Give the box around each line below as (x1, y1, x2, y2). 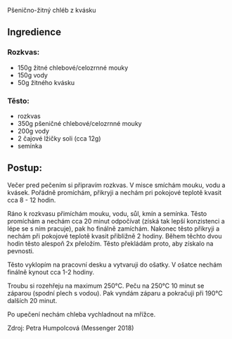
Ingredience (7, 26, 62, 38)
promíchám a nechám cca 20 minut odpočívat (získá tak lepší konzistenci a (7, 217, 225, 225)
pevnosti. (7, 246, 34, 255)
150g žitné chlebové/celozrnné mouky (17, 63, 129, 72)
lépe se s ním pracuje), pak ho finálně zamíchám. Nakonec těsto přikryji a (7, 224, 220, 233)
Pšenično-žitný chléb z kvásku (7, 6, 96, 14)
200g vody (17, 127, 50, 135)
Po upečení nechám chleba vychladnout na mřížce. (7, 309, 156, 319)
